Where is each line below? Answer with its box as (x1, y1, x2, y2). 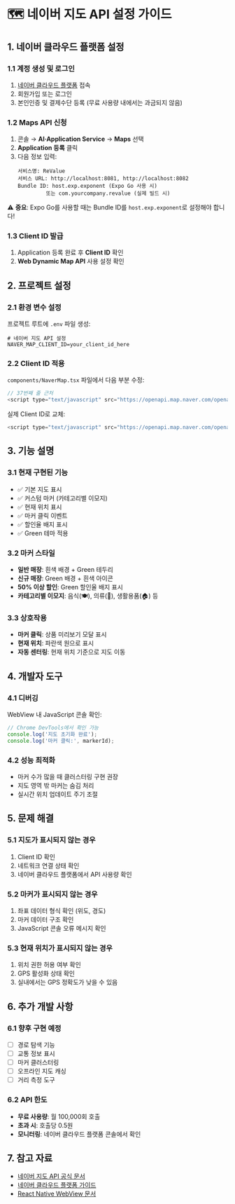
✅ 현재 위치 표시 (17, 502, 62, 511)
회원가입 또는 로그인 (17, 89, 72, 98)
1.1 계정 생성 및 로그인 (7, 64, 75, 74)
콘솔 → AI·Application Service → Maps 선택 (17, 135, 145, 144)
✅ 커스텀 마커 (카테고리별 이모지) (17, 493, 108, 502)
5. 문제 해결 (7, 812, 55, 824)
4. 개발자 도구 (7, 670, 63, 682)
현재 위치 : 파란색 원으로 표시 (17, 639, 94, 648)
